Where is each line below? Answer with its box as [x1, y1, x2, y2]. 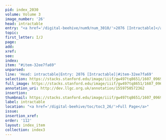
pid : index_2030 [5, 7, 39, 12]
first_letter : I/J [5, 35, 43, 40]
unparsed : [5, 68, 26, 72]
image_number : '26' [5, 16, 45, 21]
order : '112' [5, 118, 32, 123]
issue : [5, 109, 19, 114]
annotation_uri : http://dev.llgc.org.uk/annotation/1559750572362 [5, 85, 145, 91]
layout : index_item [5, 123, 45, 128]
